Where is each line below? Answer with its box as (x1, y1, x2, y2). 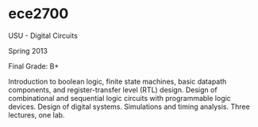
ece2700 (8, 5, 69, 23)
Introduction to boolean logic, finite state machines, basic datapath (8, 77, 227, 86)
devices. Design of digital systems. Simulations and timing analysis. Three (8, 102, 250, 111)
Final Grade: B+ (8, 61, 60, 71)
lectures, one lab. (8, 110, 65, 119)
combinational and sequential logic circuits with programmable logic (8, 93, 232, 103)
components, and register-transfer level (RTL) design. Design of (8, 84, 218, 95)
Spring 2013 (8, 46, 48, 55)
